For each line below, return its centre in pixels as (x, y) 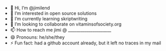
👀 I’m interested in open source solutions (53, 13)
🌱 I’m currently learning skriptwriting (49, 19)
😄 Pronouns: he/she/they (38, 37)
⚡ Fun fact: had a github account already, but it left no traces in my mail (86, 43)
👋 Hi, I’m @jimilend (30, 8)
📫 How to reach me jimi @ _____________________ (61, 30)
